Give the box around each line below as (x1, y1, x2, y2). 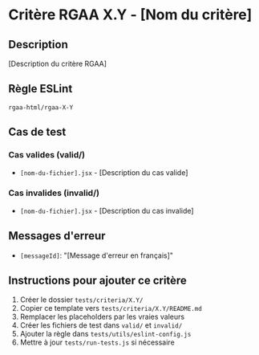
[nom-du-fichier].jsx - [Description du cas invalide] (19, 206, 194, 215)
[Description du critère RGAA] (8, 59, 107, 68)
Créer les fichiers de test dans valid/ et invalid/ (19, 320, 183, 330)
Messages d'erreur (8, 229, 106, 243)
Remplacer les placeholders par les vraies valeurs (19, 312, 185, 322)
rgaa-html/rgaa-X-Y (8, 103, 74, 112)
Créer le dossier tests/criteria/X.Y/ (19, 295, 144, 304)
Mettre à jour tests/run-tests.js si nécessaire (19, 337, 175, 347)
